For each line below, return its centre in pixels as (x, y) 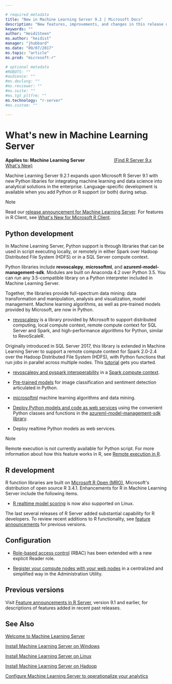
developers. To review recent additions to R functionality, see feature (78, 519)
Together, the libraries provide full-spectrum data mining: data (71, 293)
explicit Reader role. (34, 558)
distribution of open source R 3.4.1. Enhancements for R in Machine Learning (86, 488)
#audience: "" (20, 77)
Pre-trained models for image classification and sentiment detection (84, 382)
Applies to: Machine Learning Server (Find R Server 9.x (79, 160)
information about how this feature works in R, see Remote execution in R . (83, 454)
